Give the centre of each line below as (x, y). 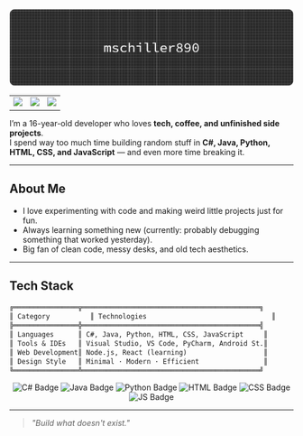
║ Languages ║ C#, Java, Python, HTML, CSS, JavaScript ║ (139, 335)
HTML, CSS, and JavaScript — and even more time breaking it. (127, 152)
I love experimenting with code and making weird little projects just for (153, 210)
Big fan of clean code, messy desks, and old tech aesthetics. (136, 249)
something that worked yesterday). (87, 239)
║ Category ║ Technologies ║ (143, 317)
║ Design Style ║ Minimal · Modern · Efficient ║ (139, 362)
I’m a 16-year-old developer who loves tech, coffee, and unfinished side (145, 123)
